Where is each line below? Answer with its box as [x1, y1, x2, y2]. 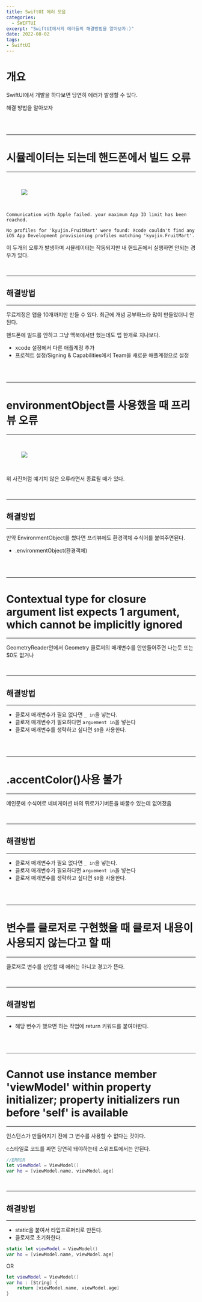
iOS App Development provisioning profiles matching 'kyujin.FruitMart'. [6, 232, 195, 238]
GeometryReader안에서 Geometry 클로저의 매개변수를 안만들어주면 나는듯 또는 [6, 644, 194, 651]
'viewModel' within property [6, 1080, 151, 1094]
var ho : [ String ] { [6, 1280, 58, 1286]
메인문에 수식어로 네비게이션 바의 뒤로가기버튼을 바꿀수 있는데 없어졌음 [6, 800, 172, 807]
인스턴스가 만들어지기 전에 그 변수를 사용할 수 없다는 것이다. [6, 1132, 146, 1139]
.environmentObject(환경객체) [14, 547, 88, 554]
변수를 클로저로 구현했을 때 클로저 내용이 [6, 922, 194, 935]
